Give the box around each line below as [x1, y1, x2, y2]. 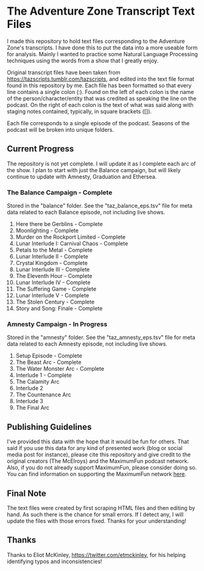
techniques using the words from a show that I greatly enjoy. [7, 57, 159, 64]
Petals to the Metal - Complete [15, 246, 93, 254]
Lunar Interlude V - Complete [15, 292, 90, 299]
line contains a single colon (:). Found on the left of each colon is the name [7, 88, 194, 95]
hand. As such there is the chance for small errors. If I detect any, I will [7, 511, 184, 518]
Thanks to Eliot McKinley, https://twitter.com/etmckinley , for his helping [7, 551, 186, 558]
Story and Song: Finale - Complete [15, 305, 103, 312]
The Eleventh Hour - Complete [15, 272, 93, 280]
